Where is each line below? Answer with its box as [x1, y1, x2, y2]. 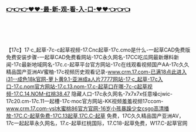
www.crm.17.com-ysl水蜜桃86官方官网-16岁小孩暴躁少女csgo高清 [6, 105, 164, 112]
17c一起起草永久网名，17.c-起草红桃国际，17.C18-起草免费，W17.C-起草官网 [6, 120, 188, 127]
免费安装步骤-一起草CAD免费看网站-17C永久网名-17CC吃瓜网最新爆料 [6, 54, 174, 61]
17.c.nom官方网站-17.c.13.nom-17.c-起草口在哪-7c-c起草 [13, 83, 148, 90]
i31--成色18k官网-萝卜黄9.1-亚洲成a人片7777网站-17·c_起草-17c [6, 76, 158, 83]
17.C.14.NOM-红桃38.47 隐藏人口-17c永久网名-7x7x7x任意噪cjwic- [13, 90, 173, 97]
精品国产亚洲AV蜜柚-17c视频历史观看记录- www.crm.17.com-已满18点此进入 [6, 69, 187, 76]
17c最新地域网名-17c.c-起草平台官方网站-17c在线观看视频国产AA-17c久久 [13, 61, 190, 68]
